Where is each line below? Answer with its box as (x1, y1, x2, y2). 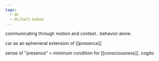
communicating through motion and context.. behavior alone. (5, 31, 132, 37)
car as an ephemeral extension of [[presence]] (5, 40, 102, 46)
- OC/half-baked (10, 17, 44, 22)
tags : (5, 7, 17, 13)
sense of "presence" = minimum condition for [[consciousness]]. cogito (5, 50, 154, 56)
